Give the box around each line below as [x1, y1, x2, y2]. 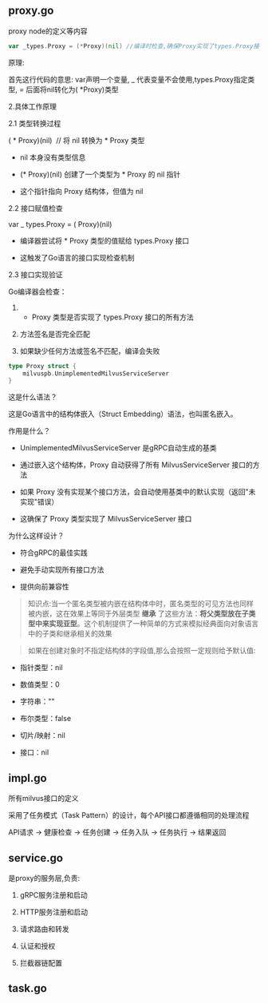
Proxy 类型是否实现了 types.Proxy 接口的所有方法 [31, 312, 194, 322]
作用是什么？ [8, 426, 50, 436]
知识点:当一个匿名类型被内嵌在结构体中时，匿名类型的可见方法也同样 [27, 599, 254, 609]
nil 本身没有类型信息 [19, 153, 86, 162]
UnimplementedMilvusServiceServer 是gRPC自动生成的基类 [19, 443, 217, 453]
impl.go [8, 771, 47, 785]
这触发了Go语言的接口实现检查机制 [19, 252, 135, 262]
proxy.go [8, 4, 54, 18]
